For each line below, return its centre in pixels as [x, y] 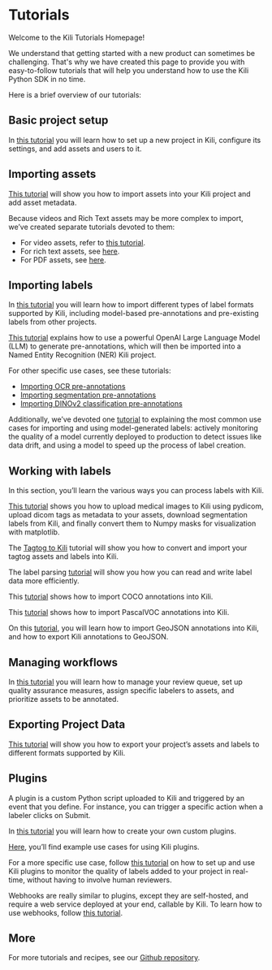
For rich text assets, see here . [70, 251]
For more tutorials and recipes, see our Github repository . [104, 958]
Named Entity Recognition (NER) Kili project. [82, 355]
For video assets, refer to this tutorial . [83, 242]
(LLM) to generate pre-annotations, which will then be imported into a [125, 346]
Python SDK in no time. [47, 79]
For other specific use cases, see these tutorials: [90, 370]
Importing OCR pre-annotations [73, 387]
